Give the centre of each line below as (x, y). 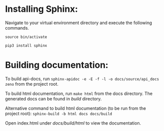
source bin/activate (26, 37)
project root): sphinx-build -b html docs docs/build (59, 113)
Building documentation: (57, 65)
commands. (17, 28)
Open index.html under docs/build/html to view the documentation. (73, 123)
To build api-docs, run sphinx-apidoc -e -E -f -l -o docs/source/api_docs (82, 79)
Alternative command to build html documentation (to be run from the (76, 108)
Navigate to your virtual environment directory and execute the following (79, 23)
